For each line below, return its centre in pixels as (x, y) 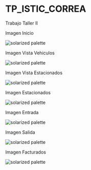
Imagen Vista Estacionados (34, 73)
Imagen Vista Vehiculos (30, 53)
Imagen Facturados (26, 152)
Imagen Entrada (22, 112)
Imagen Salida (20, 132)
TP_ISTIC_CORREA (46, 9)
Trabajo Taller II (22, 23)
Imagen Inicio (20, 33)
